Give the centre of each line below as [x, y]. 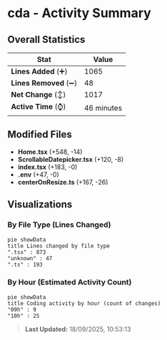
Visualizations [40, 205]
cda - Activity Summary [79, 13]
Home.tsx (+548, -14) [50, 152]
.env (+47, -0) [38, 174]
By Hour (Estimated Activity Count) [70, 282]
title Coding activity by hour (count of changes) [84, 303]
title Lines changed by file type [59, 246]
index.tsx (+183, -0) [47, 167]
